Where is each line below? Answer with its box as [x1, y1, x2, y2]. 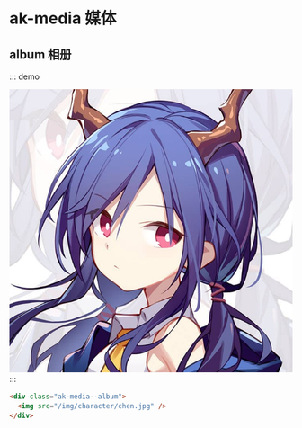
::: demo [9, 71, 40, 82]
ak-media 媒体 [9, 8, 117, 29]
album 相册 [9, 47, 72, 62]
